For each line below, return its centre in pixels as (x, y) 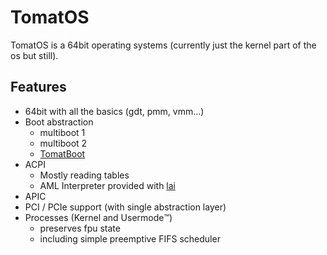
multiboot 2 (63, 143)
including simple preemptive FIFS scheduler (130, 238)
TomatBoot (62, 153)
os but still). (34, 55)
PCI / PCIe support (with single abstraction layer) (125, 207)
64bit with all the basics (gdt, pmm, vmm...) (114, 111)
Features (38, 87)
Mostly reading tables (84, 175)
